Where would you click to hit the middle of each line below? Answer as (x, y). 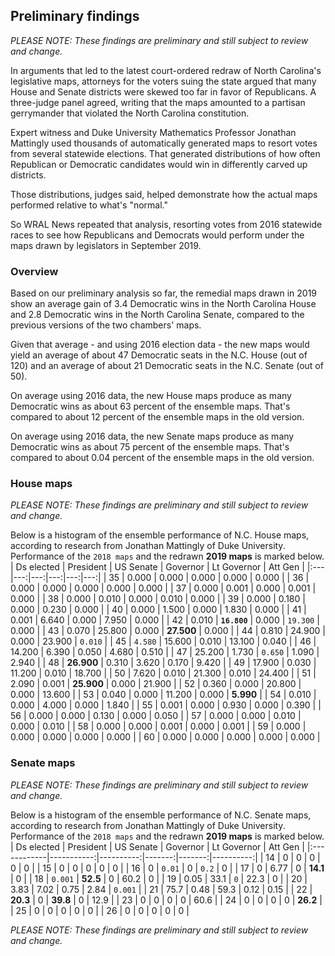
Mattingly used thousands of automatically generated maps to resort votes (164, 143)
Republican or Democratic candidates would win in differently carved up (159, 164)
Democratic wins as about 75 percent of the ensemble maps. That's (150, 447)
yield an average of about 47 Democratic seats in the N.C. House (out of (159, 355)
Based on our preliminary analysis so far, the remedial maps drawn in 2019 (164, 293)
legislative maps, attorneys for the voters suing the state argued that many (163, 81)
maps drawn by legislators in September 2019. (106, 245)
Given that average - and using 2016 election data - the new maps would (160, 345)
